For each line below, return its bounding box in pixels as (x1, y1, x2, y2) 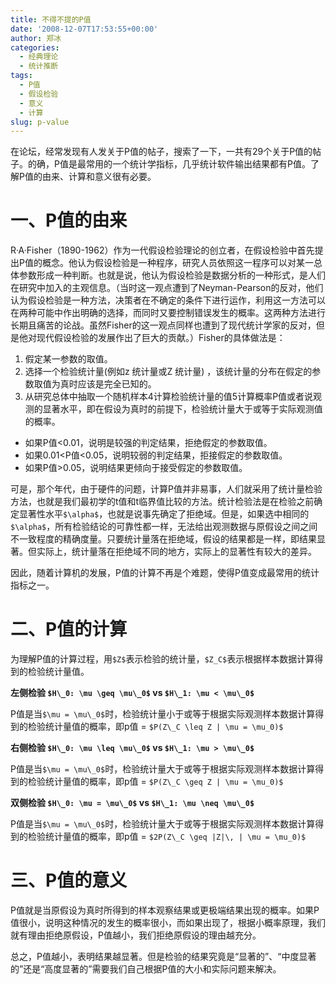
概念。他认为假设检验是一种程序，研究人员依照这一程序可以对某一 (41, 257, 314, 269)
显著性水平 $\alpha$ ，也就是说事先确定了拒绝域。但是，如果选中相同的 (18, 508, 310, 520)
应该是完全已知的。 (77, 378, 157, 390)
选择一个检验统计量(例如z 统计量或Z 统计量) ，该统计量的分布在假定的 (24, 366, 313, 378)
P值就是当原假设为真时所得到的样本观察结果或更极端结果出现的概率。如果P (10, 904, 320, 916)
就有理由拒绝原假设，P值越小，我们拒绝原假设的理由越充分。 (10, 929, 262, 941)
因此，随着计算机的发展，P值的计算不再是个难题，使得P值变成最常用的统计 (10, 567, 320, 579)
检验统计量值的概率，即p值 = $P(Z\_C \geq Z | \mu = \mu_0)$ (27, 776, 284, 788)
